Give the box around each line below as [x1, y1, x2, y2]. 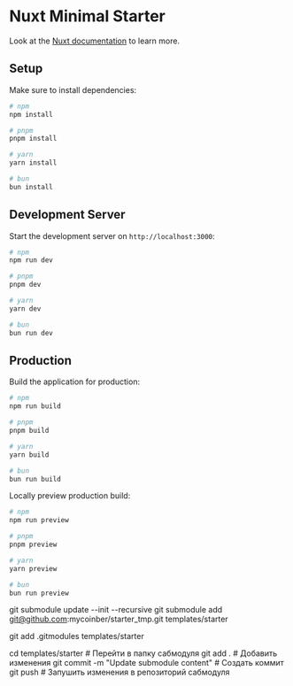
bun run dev [9, 328, 53, 337]
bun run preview [9, 589, 69, 597]
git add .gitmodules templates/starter [9, 631, 144, 642]
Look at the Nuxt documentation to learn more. [9, 35, 180, 46]
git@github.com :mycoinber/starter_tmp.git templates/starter [9, 613, 228, 625]
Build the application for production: [9, 376, 140, 387]
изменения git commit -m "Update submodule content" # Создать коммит [9, 658, 285, 668]
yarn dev [9, 304, 42, 313]
